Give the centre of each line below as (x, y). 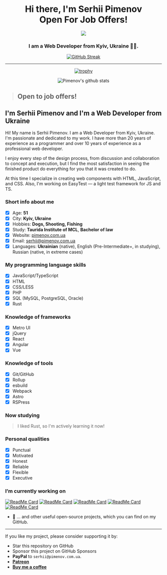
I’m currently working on (36, 491)
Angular (20, 345)
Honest (20, 461)
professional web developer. (34, 149)
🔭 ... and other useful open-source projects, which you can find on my (84, 517)
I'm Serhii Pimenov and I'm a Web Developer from (83, 113)
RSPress (21, 402)
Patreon (21, 562)
